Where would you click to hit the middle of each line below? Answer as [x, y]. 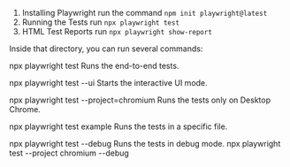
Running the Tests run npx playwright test [100, 22]
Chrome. [25, 109]
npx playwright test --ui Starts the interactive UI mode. [108, 83]
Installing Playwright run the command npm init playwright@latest [145, 13]
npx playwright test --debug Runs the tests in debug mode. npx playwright [145, 144]
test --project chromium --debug [69, 153]
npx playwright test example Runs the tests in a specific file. [118, 126]
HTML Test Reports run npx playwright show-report [117, 31]
